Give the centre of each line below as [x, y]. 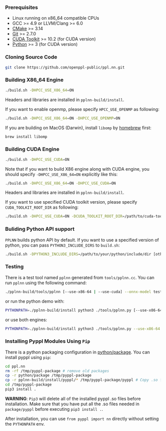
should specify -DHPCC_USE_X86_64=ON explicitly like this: [61, 174]
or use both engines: [26, 320]
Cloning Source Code [31, 57]
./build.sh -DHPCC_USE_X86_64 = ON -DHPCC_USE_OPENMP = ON [63, 118]
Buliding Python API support [40, 229]
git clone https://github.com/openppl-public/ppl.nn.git [65, 67]
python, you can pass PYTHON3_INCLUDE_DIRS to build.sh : [62, 245]
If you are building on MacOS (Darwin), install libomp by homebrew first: [78, 128]
